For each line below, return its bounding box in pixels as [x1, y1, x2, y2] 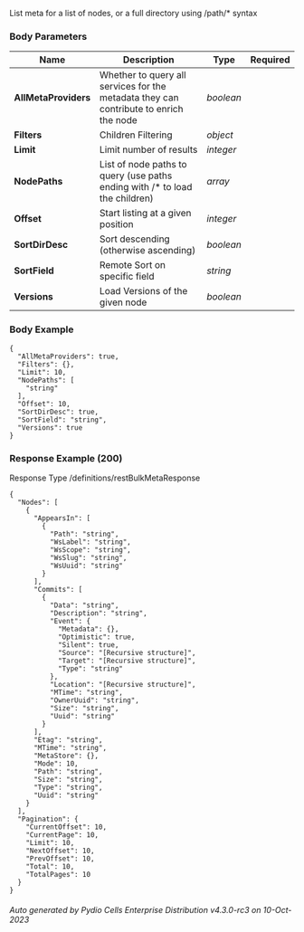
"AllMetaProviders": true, [17, 352, 119, 361]
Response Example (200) [9, 452, 123, 464]
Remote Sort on [99, 259, 166, 271]
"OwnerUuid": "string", [49, 696, 140, 705]
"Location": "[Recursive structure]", [49, 680, 196, 689]
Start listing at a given [99, 207, 192, 220]
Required [250, 53, 290, 66]
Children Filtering [99, 128, 174, 141]
